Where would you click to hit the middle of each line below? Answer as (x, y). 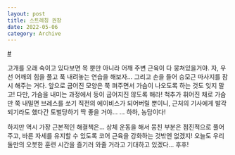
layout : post (26, 14)
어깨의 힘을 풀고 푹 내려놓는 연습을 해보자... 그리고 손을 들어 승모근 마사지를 (118, 77)
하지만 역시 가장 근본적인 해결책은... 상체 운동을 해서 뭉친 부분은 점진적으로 (109, 127)
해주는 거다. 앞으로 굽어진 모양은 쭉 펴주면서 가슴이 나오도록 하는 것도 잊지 (116, 86)
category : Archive (34, 33)
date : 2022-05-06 (33, 27)
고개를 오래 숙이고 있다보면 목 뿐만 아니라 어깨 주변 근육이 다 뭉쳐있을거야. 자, (113, 68)
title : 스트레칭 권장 (34, 20)
